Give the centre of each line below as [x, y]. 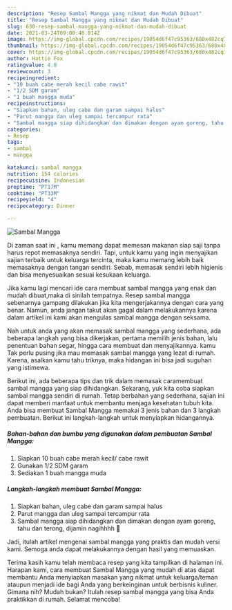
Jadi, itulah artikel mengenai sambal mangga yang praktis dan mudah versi [114, 542]
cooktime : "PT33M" [33, 193]
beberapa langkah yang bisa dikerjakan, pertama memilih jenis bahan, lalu [112, 338]
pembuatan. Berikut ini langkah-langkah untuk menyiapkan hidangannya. [111, 418]
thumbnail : [23, 46]
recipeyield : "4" [32, 200]
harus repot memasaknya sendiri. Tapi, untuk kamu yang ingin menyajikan [113, 252]
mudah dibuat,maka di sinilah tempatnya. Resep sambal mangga [99, 295]
